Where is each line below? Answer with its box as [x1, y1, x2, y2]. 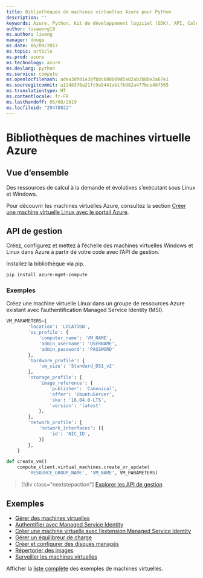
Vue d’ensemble [6, 168, 69, 178]
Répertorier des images [14, 546, 74, 554]
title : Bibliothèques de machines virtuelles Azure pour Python [6, 8, 172, 15]
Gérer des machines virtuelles [14, 514, 90, 522]
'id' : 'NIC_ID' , [49, 431, 91, 437]
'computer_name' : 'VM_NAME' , [38, 335, 112, 341]
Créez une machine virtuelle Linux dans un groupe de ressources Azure [6, 300, 185, 307]
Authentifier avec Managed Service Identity [14, 520, 124, 528]
